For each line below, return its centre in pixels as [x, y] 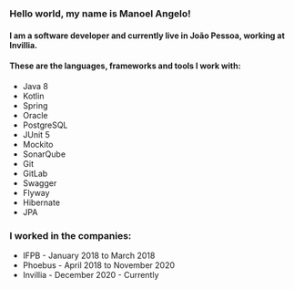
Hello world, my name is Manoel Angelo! [100, 14]
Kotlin [33, 96]
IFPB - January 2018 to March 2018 [89, 256]
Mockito [38, 144]
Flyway [36, 192]
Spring [35, 105]
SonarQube [44, 154]
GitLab [35, 173]
